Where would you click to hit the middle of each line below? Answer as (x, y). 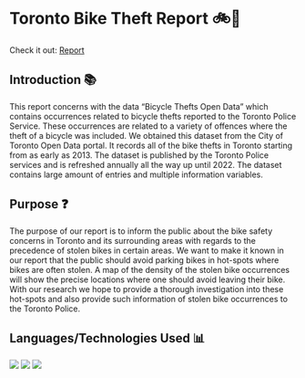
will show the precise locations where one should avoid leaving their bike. (147, 279)
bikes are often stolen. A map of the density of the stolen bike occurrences (149, 269)
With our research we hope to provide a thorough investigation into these (147, 289)
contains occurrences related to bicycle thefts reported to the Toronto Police (153, 116)
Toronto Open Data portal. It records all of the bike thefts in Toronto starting (151, 145)
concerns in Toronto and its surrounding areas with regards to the (133, 240)
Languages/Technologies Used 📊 (107, 338)
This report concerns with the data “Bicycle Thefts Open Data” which (139, 106)
